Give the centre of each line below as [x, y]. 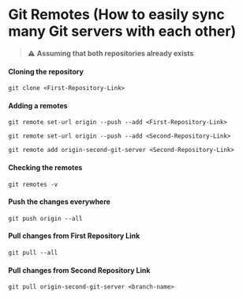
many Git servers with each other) [122, 31]
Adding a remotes [38, 105]
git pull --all [33, 252]
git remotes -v [33, 184]
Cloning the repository [46, 71]
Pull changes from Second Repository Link [79, 270]
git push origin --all [45, 218]
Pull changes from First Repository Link [74, 236]
